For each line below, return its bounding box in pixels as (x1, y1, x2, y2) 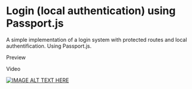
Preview (6, 54, 26, 61)
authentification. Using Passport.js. (6, 42, 92, 50)
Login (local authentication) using (6, 4, 176, 18)
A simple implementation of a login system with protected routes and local (6, 36, 187, 43)
